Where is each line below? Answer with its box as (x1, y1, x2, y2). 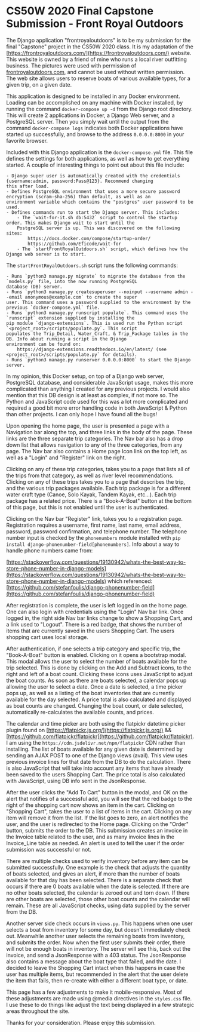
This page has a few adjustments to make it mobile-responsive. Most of (6, 988, 182, 996)
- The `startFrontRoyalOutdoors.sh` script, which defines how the (17, 246, 188, 252)
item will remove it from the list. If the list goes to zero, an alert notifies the (6, 814, 189, 821)
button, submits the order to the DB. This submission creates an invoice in (6, 827, 188, 834)
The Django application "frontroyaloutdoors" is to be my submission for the (6, 36, 191, 44)
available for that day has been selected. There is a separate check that (6, 876, 182, 883)
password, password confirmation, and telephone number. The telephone (6, 527, 187, 535)
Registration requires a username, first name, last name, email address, (6, 521, 181, 529)
